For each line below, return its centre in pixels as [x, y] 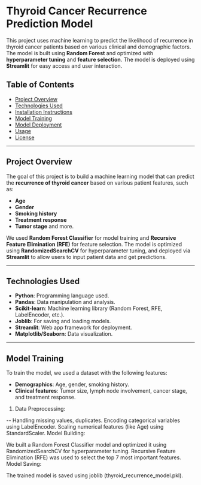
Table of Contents [40, 85]
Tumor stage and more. [44, 226]
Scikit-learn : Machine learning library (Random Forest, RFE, [89, 308]
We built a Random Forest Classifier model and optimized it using [86, 445]
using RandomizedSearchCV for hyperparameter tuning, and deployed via [98, 251]
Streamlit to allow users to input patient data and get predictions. [86, 257]
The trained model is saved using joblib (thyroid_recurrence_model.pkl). [95, 475]
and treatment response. [45, 397]
